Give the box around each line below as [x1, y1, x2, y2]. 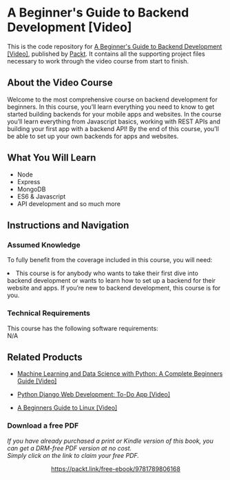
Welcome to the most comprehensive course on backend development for [7, 95, 218, 103]
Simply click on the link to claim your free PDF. [7, 451, 140, 459]
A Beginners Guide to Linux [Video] [17, 403, 118, 412]
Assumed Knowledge [7, 240, 81, 250]
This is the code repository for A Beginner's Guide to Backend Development [7, 42, 222, 50]
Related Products [7, 351, 83, 363]
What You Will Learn [7, 152, 96, 163]
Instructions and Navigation [7, 219, 129, 231]
